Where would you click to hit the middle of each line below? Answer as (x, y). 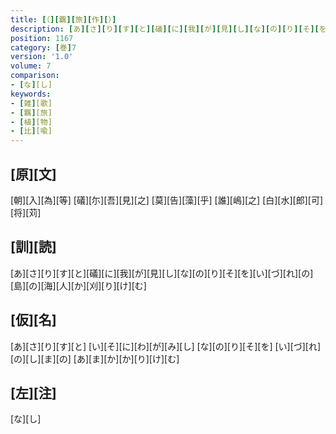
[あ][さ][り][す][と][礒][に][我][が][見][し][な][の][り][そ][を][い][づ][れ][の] (162, 273)
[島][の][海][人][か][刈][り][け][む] (78, 285)
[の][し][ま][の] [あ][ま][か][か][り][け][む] (95, 358)
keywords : (31, 94)
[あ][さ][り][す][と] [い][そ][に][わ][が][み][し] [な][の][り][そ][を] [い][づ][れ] (166, 346)
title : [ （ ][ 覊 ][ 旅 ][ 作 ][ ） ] (63, 19)
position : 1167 (42, 38)
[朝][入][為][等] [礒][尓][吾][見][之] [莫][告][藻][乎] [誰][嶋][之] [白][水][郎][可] (167, 200)
